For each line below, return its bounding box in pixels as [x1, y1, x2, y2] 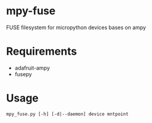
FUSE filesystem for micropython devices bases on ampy [6, 24, 147, 31]
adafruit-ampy [14, 64, 50, 71]
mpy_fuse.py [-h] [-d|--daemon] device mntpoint [6, 111, 129, 117]
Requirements [6, 45, 77, 58]
